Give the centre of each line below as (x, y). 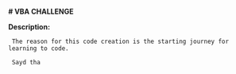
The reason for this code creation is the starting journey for (120, 41)
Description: (29, 27)
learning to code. (39, 49)
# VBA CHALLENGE (41, 12)
